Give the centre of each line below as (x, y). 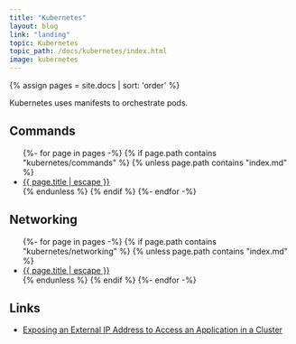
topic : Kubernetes (44, 43)
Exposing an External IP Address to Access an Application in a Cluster (152, 330)
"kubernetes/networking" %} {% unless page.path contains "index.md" (155, 251)
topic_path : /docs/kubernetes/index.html (88, 51)
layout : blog (34, 26)
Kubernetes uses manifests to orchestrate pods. (99, 103)
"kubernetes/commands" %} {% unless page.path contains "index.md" (155, 163)
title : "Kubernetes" (48, 18)
